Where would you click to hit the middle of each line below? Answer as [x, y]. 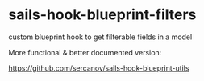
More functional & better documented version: [85, 52]
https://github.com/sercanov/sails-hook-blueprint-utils [99, 68]
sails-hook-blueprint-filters [102, 15]
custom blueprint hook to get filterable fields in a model [100, 37]
